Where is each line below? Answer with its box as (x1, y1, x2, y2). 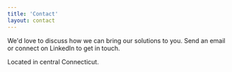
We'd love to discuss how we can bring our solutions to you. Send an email (7, 36, 226, 44)
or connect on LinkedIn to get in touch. (7, 44, 120, 52)
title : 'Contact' (7, 10, 59, 18)
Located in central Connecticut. (7, 57, 99, 66)
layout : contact (7, 17, 55, 24)
